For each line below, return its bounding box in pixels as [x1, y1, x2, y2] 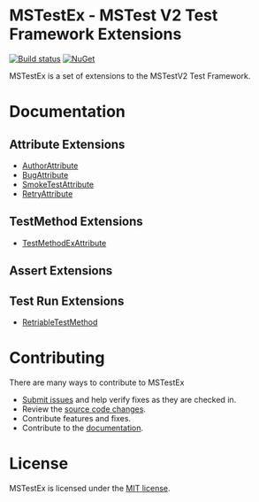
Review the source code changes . [21, 404, 146, 414]
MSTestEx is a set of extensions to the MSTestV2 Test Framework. [9, 70, 251, 81]
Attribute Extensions [9, 136, 126, 151]
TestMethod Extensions [9, 214, 143, 229]
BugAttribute [21, 169, 69, 180]
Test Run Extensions [9, 293, 125, 308]
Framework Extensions [9, 24, 182, 44]
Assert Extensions [9, 263, 113, 279]
